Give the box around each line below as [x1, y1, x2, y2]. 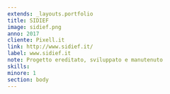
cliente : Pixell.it [7, 37, 65, 44]
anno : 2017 [7, 30, 40, 37]
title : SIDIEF [7, 17, 50, 24]
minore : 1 [7, 69, 37, 76]
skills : [7, 63, 30, 70]
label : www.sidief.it [7, 50, 72, 57]
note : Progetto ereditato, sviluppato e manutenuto [7, 57, 163, 64]
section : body [7, 76, 50, 83]
